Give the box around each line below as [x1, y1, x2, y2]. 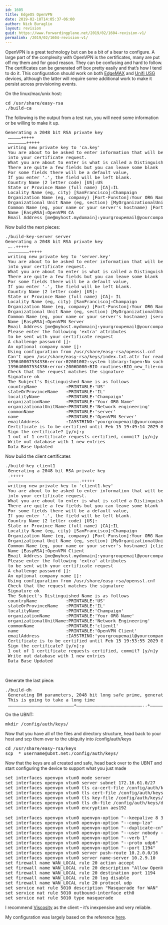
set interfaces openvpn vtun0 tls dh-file [5, 800, 111, 805]
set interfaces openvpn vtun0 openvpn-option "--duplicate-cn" [5, 825, 163, 830]
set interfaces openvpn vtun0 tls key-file [5, 795, 113, 800]
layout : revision [5, 26, 41, 31]
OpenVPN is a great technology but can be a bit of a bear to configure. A [5, 49, 155, 55]
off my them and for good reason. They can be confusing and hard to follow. [5, 60, 162, 66]
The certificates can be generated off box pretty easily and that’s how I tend [5, 65, 162, 71]
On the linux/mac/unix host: [5, 91, 62, 97]
